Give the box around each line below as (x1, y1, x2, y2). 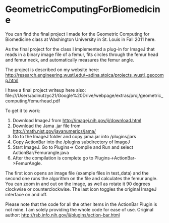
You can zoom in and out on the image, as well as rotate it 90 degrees (5, 181, 150, 187)
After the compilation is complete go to (12, 155, 94, 161)
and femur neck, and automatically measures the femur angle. (5, 57, 135, 63)
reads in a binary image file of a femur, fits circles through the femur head (5, 51, 158, 58)
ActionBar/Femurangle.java (12, 149, 69, 155)
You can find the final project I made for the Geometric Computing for (5, 31, 150, 37)
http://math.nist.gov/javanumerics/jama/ (12, 128, 96, 134)
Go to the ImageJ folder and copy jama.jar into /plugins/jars (12, 133, 136, 139)
